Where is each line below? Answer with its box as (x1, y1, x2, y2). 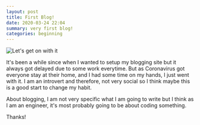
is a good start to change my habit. (6, 84, 92, 91)
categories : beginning (6, 31, 63, 37)
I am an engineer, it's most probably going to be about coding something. (6, 102, 187, 109)
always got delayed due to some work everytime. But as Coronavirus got (6, 65, 185, 72)
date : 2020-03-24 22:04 (6, 20, 66, 26)
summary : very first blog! (6, 25, 73, 32)
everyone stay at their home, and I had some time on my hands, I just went (6, 71, 189, 79)
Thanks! (6, 114, 26, 121)
